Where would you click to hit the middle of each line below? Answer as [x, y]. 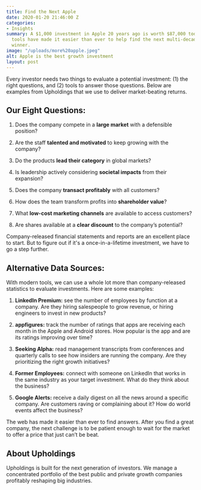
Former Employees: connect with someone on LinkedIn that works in [100, 373]
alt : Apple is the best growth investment [60, 56]
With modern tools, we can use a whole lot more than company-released [96, 282]
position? [26, 131]
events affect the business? [49, 410]
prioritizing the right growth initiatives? [62, 362]
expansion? [29, 179]
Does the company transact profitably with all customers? [87, 190]
